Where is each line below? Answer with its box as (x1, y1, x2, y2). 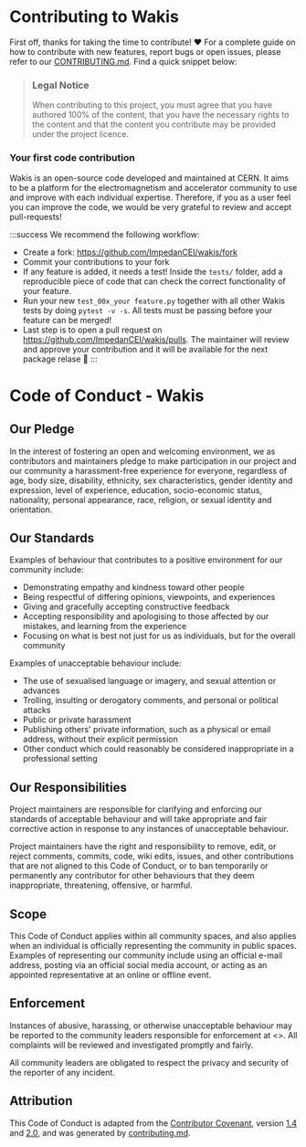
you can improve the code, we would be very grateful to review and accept (9, 201, 292, 212)
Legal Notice (31, 79, 90, 91)
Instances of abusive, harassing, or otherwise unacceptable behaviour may (9, 1020, 292, 1031)
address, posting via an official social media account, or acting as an (9, 959, 268, 970)
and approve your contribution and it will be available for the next (22, 343, 268, 354)
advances (22, 685, 60, 696)
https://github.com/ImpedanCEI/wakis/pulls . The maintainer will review (22, 333, 290, 344)
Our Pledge (9, 422, 75, 437)
